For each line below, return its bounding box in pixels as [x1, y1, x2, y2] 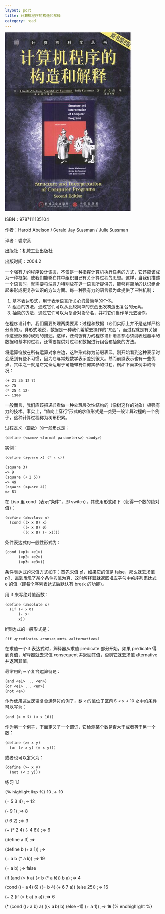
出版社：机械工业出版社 [5, 248, 53, 254]
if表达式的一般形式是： [5, 626, 51, 632]
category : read [5, 18, 36, 23]
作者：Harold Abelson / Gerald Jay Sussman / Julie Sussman [5, 227, 129, 233]
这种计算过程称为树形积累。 [13, 415, 70, 421]
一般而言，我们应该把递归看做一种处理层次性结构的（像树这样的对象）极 [5, 402, 151, 408]
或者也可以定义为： [5, 755, 44, 761]
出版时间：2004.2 [5, 258, 42, 264]
